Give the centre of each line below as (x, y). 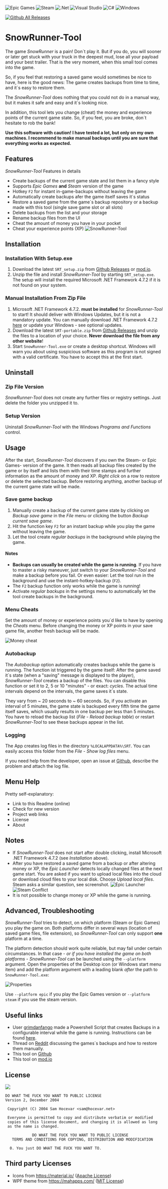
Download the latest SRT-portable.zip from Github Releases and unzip (85, 330)
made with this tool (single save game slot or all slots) (68, 207)
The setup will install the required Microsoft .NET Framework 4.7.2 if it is (86, 280)
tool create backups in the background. (53, 597)
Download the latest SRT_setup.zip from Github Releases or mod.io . (82, 269)
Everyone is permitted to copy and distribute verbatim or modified (80, 1118)
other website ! (28, 341)
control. (13, 432)
